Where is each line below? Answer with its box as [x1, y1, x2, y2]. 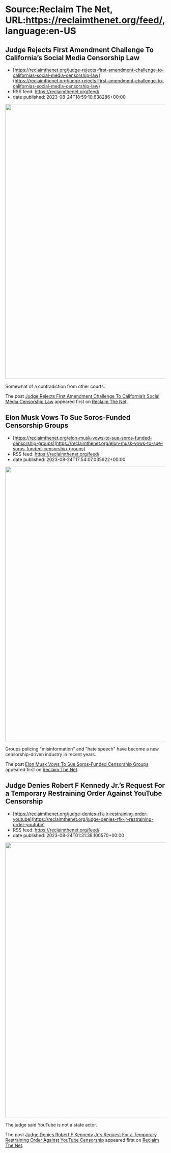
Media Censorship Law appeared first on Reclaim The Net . [5, 398, 128, 405]
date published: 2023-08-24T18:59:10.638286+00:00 [12, 94, 126, 100]
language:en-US [5, 25, 76, 37]
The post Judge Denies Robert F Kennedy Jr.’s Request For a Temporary [5, 1131, 157, 1138]
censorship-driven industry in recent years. [5, 751, 96, 757]
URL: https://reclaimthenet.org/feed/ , [5, 14, 165, 26]
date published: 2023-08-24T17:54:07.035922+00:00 [12, 456, 126, 463]
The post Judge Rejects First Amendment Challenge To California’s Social [5, 393, 160, 399]
